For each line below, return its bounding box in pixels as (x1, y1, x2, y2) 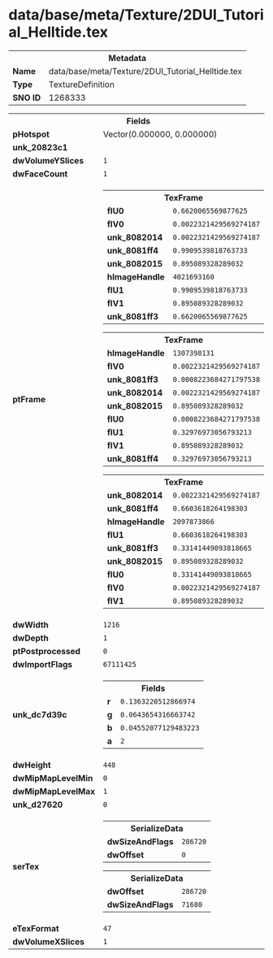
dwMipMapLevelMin (12, 772, 93, 783)
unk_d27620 (12, 799, 63, 810)
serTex (12, 860, 40, 872)
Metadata (108, 52, 147, 63)
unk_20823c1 (12, 141, 68, 153)
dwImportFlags (12, 658, 73, 670)
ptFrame (12, 393, 46, 405)
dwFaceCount (12, 168, 68, 180)
